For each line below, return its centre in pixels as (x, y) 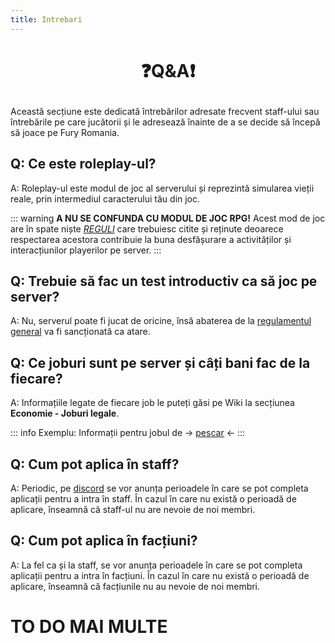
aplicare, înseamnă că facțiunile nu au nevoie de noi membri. (135, 586)
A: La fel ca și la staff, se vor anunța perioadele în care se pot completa (156, 565)
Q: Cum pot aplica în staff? (95, 464)
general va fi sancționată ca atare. (80, 332)
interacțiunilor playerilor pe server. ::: (86, 250)
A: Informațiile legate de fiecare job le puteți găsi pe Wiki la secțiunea (152, 403)
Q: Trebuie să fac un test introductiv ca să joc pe (164, 281)
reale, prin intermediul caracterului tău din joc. (105, 198)
